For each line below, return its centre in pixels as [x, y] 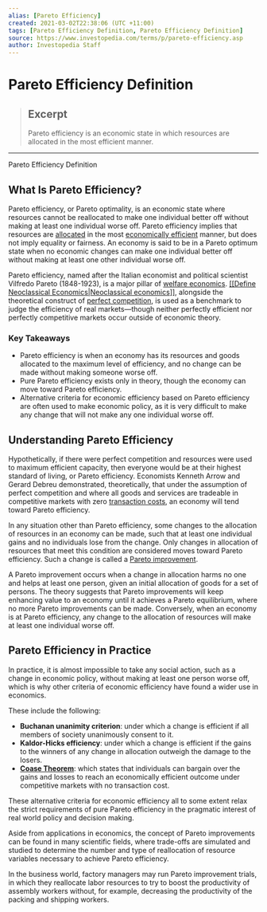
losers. [31, 760]
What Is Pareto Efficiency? [75, 189]
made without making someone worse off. [89, 372]
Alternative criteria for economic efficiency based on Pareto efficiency [135, 398]
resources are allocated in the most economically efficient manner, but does [133, 234]
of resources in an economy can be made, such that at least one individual [130, 534]
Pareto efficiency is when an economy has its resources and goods [130, 356]
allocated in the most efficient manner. [91, 142]
